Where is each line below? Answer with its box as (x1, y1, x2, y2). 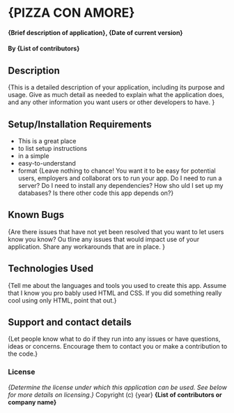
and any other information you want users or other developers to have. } (8, 98, 215, 106)
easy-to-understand (17, 159, 76, 167)
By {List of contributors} (8, 44, 80, 53)
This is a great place (17, 137, 77, 145)
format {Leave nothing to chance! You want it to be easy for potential (17, 166, 216, 175)
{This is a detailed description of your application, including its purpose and (8, 83, 225, 92)
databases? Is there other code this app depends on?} (17, 189, 174, 197)
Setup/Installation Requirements (8, 118, 152, 130)
